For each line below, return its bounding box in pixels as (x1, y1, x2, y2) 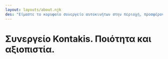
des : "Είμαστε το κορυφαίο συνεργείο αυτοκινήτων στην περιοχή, (5, 12, 142, 17)
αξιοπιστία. (5, 44, 55, 55)
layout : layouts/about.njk (5, 7, 61, 12)
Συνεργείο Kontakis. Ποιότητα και (5, 33, 151, 45)
